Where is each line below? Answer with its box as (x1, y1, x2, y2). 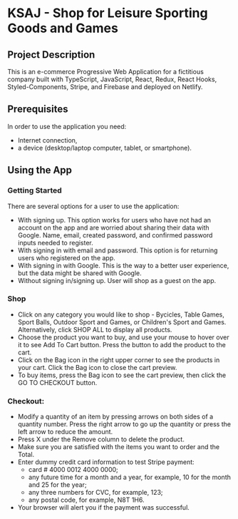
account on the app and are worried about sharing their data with (17, 223, 209, 232)
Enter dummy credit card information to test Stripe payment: (17, 458, 195, 466)
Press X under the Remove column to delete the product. (17, 435, 185, 443)
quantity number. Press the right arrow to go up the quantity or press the (17, 420, 232, 428)
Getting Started (7, 185, 62, 195)
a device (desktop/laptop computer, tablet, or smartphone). (17, 143, 192, 152)
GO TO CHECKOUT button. (17, 378, 98, 386)
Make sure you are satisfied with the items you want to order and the (17, 443, 219, 451)
